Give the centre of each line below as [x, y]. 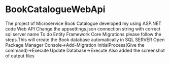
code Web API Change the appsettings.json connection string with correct [83, 28]
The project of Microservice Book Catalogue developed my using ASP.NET [83, 23]
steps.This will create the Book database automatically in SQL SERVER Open [85, 40]
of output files [20, 56]
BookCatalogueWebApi [55, 9]
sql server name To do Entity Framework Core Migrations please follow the [83, 34]
